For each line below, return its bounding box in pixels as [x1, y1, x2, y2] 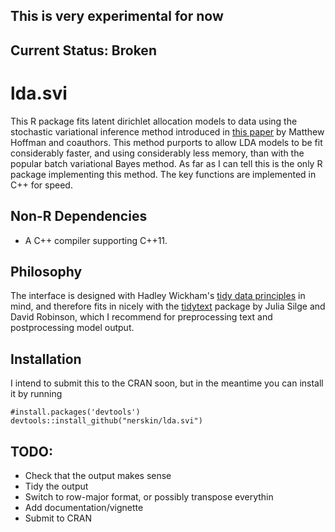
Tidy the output [24, 480, 89, 492]
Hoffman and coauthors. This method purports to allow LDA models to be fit [10, 136, 323, 148]
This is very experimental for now [10, 8, 224, 25]
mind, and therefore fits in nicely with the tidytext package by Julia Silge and [10, 300, 326, 313]
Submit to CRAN [24, 512, 93, 524]
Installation [10, 350, 82, 368]
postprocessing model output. [10, 322, 135, 334]
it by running [10, 388, 63, 400]
